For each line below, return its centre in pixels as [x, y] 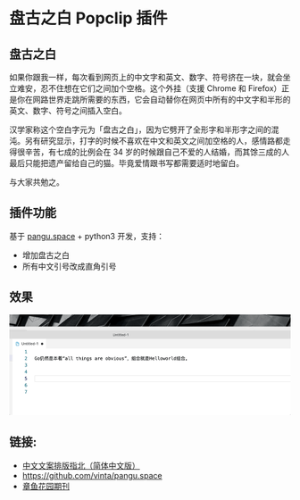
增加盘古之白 [46, 254]
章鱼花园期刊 [46, 486]
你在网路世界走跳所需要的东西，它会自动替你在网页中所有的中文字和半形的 [154, 100]
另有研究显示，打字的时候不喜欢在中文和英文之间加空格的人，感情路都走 [158, 141]
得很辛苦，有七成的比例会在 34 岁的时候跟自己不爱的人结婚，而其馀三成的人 [150, 152]
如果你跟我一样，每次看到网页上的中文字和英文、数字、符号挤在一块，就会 [146, 77]
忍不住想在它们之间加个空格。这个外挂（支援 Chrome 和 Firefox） [161, 88]
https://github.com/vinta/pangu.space [92, 475]
